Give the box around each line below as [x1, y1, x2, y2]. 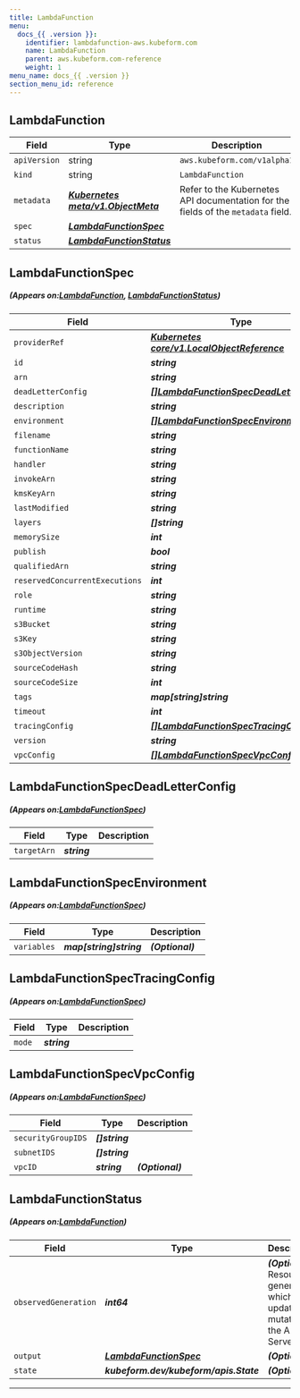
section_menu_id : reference [9, 80, 114, 89]
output [13, 1351, 42, 1360]
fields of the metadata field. [179, 206, 292, 218]
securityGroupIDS [13, 1133, 87, 1143]
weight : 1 [25, 64, 62, 72]
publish [13, 546, 46, 556]
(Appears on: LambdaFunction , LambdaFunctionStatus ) [9, 290, 221, 301]
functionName [13, 445, 70, 454]
